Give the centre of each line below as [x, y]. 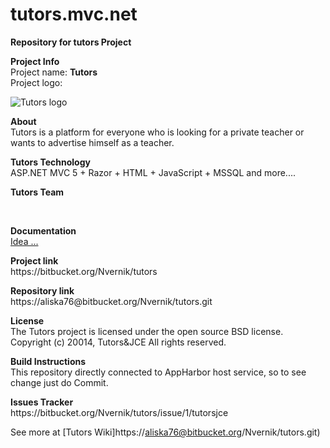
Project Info [35, 61]
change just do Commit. [59, 382]
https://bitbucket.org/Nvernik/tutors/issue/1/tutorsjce [119, 412]
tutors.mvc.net [74, 14]
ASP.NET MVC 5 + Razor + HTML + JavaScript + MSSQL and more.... [153, 172]
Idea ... [24, 241]
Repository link [42, 290]
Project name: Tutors [54, 72]
